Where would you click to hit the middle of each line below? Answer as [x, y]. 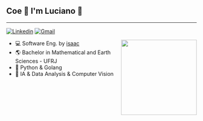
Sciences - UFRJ [36, 61]
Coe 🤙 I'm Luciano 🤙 [44, 11]
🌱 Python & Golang [38, 67]
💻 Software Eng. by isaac [47, 43]
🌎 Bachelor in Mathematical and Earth [63, 52]
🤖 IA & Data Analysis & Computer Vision [64, 73]
